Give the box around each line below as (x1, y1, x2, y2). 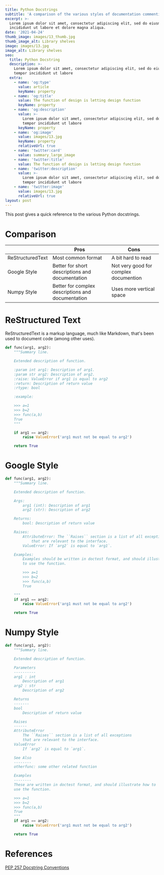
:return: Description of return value (14, 381, 93, 386)
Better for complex (52, 283, 95, 289)
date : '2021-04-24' (5, 30, 45, 35)
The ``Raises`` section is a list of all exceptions (22, 733, 132, 738)
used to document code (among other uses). (5, 336, 95, 342)
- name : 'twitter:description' (14, 166, 78, 171)
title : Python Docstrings (5, 7, 58, 12)
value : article (18, 84, 49, 89)
